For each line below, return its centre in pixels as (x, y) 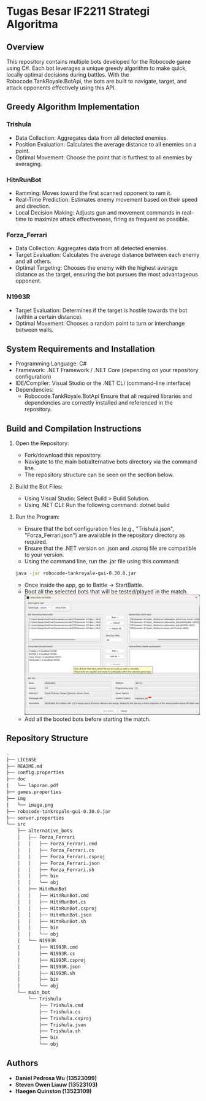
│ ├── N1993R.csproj (52, 960)
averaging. (29, 164)
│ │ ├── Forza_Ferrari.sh (56, 870)
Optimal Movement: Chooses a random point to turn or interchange (100, 323)
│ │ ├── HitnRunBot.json (55, 915)
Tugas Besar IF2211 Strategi (78, 11)
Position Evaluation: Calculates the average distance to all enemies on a (106, 144)
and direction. (33, 206)
